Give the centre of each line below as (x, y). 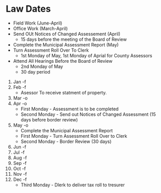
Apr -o (20, 103)
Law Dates (28, 9)
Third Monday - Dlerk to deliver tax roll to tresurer (73, 185)
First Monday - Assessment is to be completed (70, 109)
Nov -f (20, 174)
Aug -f (20, 158)
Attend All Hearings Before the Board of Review (63, 61)
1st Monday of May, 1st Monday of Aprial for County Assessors (86, 55)
